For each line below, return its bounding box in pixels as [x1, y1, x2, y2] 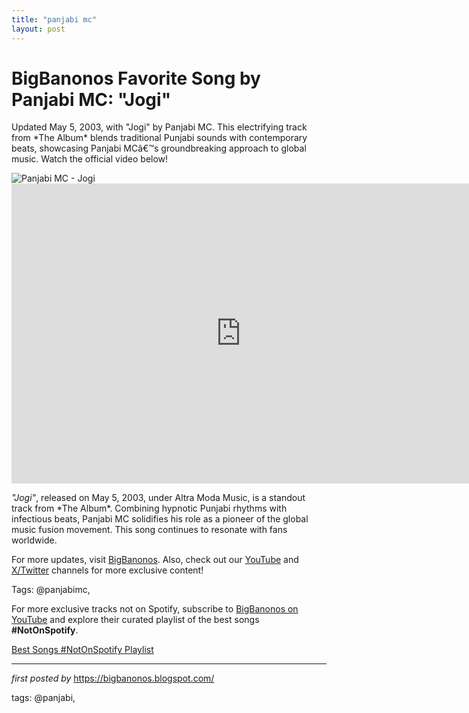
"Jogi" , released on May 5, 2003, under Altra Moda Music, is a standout [11, 492, 306, 504]
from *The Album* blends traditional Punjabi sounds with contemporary [11, 132, 308, 144]
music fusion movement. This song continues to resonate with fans [11, 524, 288, 536]
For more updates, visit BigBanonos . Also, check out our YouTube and [11, 554, 299, 566]
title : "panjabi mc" [11, 14, 98, 25]
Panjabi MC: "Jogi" [11, 88, 172, 111]
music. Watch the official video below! [11, 153, 169, 165]
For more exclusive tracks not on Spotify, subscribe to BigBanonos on [11, 603, 299, 615]
